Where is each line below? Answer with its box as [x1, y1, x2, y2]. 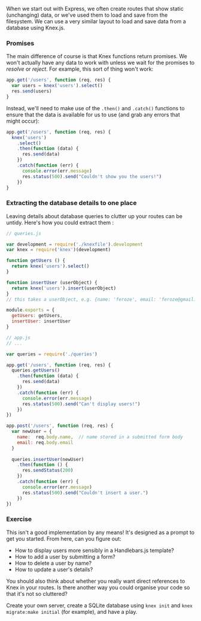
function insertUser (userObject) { [6, 279, 98, 285]
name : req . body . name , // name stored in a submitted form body [17, 434, 184, 440]
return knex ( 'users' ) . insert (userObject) [11, 285, 117, 291]
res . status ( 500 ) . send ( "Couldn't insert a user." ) [22, 490, 148, 496]
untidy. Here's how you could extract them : [6, 219, 114, 226]
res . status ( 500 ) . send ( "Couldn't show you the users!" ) [22, 173, 162, 179]
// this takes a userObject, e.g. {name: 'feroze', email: [6, 296, 157, 302]
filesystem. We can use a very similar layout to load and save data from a [6, 18, 187, 25]
